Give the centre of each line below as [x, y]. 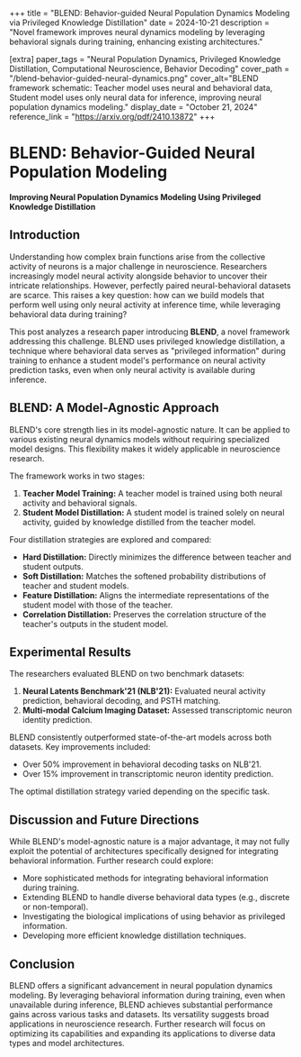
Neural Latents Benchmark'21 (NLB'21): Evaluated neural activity [144, 691]
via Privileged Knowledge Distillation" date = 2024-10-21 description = [139, 23]
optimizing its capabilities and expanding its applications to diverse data [142, 1034]
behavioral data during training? [68, 314]
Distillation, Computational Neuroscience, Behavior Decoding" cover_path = [150, 68]
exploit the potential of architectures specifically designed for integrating [144, 852]
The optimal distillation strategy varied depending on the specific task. [140, 791]
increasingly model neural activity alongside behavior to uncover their [138, 276]
